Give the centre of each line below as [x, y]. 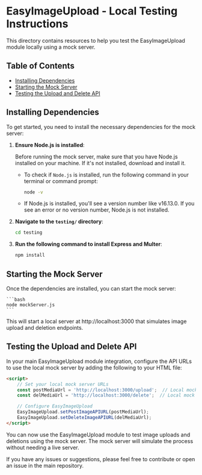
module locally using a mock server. [51, 47]
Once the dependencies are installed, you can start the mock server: [91, 288]
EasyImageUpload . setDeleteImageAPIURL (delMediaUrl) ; [84, 418]
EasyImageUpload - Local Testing [92, 11]
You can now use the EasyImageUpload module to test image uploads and [98, 435]
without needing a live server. [43, 447]
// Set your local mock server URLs [63, 384]
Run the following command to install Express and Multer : [88, 244]
